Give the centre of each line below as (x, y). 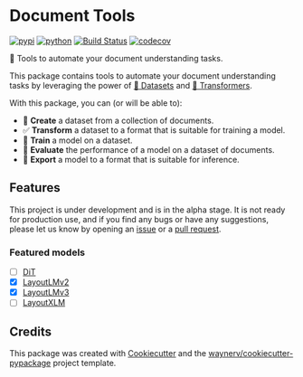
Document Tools (72, 16)
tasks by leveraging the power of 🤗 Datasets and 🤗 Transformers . (131, 85)
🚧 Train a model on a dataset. (77, 140)
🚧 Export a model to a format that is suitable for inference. (131, 159)
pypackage (30, 363)
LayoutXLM (44, 303)
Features (35, 188)
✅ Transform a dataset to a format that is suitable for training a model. (154, 130)
